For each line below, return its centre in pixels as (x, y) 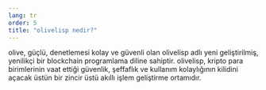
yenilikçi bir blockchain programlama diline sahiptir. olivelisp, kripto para (126, 61)
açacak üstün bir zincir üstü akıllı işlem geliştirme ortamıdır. (105, 78)
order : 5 (23, 23)
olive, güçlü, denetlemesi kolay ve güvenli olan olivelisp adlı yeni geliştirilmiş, (133, 53)
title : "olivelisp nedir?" (53, 30)
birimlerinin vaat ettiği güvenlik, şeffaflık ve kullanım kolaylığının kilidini (123, 69)
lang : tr (23, 15)
